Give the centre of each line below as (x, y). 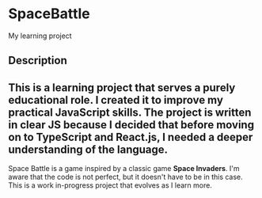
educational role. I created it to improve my (116, 100)
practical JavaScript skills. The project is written (130, 112)
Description (38, 61)
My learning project (40, 36)
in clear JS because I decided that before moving (131, 125)
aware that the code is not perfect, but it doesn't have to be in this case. (125, 177)
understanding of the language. (88, 149)
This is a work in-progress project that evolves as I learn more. (110, 185)
